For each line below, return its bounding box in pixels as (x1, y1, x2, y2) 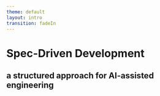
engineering (6, 80, 54, 90)
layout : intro (6, 15, 43, 21)
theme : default (6, 9, 45, 15)
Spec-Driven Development (6, 46, 145, 60)
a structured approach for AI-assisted (6, 70, 154, 81)
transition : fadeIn (6, 20, 56, 26)
